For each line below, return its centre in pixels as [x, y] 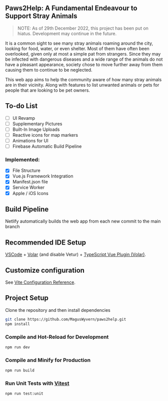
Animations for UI [30, 140]
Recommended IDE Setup [46, 242]
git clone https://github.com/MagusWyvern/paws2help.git [66, 319]
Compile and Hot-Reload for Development [57, 337]
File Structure [26, 170]
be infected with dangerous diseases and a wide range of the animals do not [84, 59]
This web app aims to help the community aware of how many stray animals [83, 79]
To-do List [21, 106]
